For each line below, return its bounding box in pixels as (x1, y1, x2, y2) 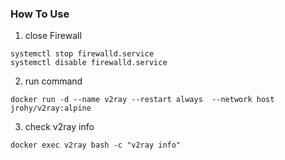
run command (24, 75, 83, 87)
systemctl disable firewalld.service (10, 58, 168, 68)
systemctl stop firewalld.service (10, 49, 155, 59)
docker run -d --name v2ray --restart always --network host (10, 95, 275, 105)
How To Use (10, 7, 70, 21)
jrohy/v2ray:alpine (10, 103, 92, 114)
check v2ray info (24, 121, 95, 133)
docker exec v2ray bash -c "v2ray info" (10, 140, 182, 151)
